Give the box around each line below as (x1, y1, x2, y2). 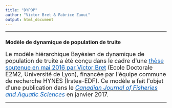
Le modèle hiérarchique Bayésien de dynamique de (5, 50, 145, 58)
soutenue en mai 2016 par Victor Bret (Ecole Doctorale (5, 63, 153, 71)
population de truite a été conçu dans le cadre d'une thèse (5, 57, 164, 64)
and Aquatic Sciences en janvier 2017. (5, 91, 109, 98)
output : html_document (5, 17, 54, 22)
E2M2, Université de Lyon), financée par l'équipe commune (5, 70, 166, 78)
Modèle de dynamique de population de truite (5, 39, 121, 46)
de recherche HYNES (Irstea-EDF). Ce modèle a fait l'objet (5, 77, 164, 84)
